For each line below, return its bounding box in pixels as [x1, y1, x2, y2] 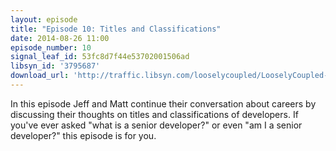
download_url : [10, 71, 70, 81]
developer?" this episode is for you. [10, 129, 157, 141]
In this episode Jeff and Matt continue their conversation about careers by [10, 97, 317, 110]
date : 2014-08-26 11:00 [10, 33, 110, 43]
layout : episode [10, 14, 78, 25]
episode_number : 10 [10, 42, 92, 53]
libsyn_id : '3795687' [10, 61, 101, 71]
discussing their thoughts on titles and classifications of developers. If [10, 108, 299, 120]
